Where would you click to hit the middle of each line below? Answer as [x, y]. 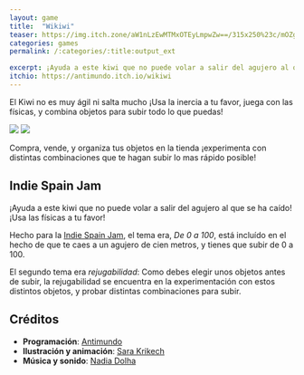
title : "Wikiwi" [42, 26]
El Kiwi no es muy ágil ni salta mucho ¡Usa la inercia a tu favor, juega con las [152, 101]
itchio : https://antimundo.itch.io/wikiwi [90, 77]
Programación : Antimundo [72, 341]
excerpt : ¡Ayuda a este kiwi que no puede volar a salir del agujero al [149, 68]
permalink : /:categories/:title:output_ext [93, 52]
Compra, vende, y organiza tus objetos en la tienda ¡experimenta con [138, 148]
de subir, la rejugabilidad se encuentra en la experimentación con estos [142, 281]
